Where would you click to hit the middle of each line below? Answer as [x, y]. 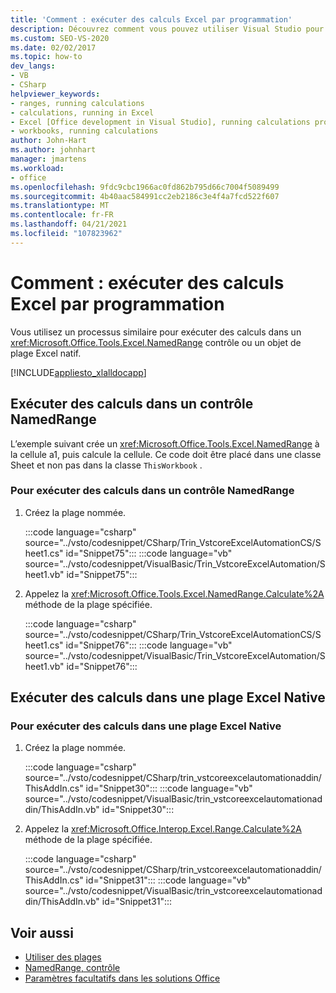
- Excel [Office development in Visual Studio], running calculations [160, 122]
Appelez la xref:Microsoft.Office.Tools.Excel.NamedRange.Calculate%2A [174, 593]
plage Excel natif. [46, 353]
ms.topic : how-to [46, 57]
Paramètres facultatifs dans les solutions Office [122, 978]
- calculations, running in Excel [82, 112]
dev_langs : [33, 66]
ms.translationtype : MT [60, 206]
